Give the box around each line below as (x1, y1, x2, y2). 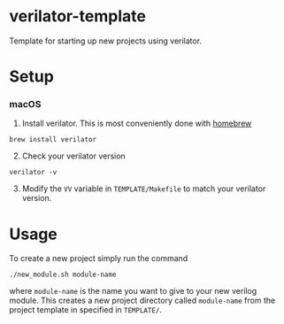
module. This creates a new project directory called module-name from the (9, 295, 276, 306)
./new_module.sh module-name (9, 270, 117, 280)
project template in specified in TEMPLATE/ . (9, 305, 162, 315)
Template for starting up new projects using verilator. (9, 35, 202, 46)
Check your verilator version (21, 150, 126, 161)
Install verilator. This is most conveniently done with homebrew (21, 118, 252, 129)
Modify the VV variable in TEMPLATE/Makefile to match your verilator (21, 183, 266, 194)
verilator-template (9, 6, 146, 27)
